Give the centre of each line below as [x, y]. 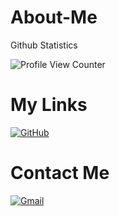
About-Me [54, 17]
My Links [49, 105]
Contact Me [60, 173]
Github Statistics [44, 45]
